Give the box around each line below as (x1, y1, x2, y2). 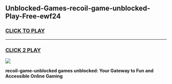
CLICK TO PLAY (5, 27, 45, 35)
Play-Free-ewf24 (5, 12, 61, 21)
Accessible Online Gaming (5, 73, 63, 79)
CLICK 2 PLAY (5, 46, 41, 53)
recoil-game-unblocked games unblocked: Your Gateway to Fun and (5, 67, 154, 73)
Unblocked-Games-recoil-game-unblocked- (5, 4, 150, 13)
